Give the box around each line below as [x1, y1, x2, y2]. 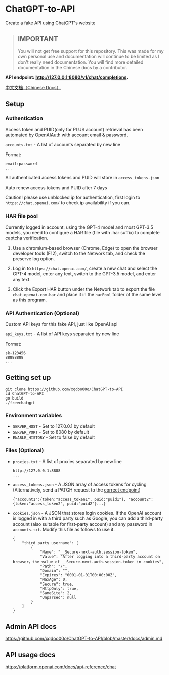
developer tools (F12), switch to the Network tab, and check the [12, 250, 145, 256]
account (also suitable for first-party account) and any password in [12, 521, 153, 527]
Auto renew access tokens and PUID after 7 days [5, 185, 107, 191]
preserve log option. [12, 255, 55, 262]
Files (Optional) [5, 447, 44, 454]
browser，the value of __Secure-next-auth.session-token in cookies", [12, 560, 164, 565]
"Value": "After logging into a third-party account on [39, 554, 160, 559]
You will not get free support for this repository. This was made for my [17, 48, 164, 54]
